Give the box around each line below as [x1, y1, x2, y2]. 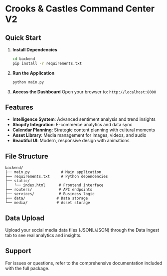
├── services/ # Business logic [5, 192, 95, 197]
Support [5, 247, 31, 255]
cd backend [12, 56, 35, 61]
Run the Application [12, 70, 55, 76]
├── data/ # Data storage [5, 196, 88, 201]
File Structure [5, 152, 48, 160]
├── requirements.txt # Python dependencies [5, 174, 108, 179]
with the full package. [5, 265, 50, 271]
